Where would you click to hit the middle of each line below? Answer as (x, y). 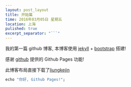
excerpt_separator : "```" (32, 33)
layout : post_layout (27, 10)
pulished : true (21, 29)
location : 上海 (21, 24)
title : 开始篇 (19, 15)
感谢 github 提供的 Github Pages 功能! (45, 59)
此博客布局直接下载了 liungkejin (38, 70)
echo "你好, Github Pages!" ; (35, 79)
